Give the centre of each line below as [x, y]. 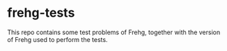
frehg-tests [41, 13]
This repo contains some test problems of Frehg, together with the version [114, 32]
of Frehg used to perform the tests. [57, 39]
